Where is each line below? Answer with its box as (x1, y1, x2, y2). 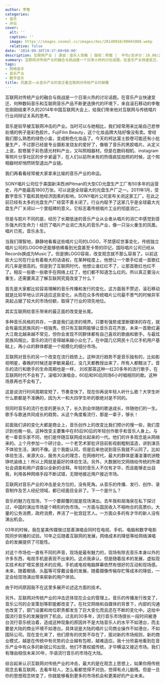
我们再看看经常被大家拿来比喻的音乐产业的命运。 (5, 170, 104, 176)
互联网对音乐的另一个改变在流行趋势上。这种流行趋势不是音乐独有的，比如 (5, 354, 156, 360)
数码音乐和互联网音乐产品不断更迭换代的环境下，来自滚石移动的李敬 (22, 100, 160, 106)
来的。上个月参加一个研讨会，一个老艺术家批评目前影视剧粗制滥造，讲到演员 (5, 440, 160, 446)
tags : (5, 62, 16, 67)
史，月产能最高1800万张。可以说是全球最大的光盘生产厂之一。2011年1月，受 (5, 187, 159, 193)
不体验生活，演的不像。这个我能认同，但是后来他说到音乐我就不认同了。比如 (5, 446, 160, 452)
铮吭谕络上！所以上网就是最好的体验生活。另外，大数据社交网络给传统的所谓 (5, 458, 160, 464)
